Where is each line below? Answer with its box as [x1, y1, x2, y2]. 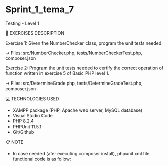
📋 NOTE [5, 139, 24, 145]
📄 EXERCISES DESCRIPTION [5, 30, 65, 36]
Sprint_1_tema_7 [5, 4, 74, 15]
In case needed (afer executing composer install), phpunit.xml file [12, 150, 150, 156]
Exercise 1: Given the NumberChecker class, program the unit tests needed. [5, 39, 163, 46]
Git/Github [12, 129, 34, 135]
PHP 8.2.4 [12, 118, 34, 124]
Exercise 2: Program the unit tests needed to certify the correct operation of [5, 65, 163, 71]
